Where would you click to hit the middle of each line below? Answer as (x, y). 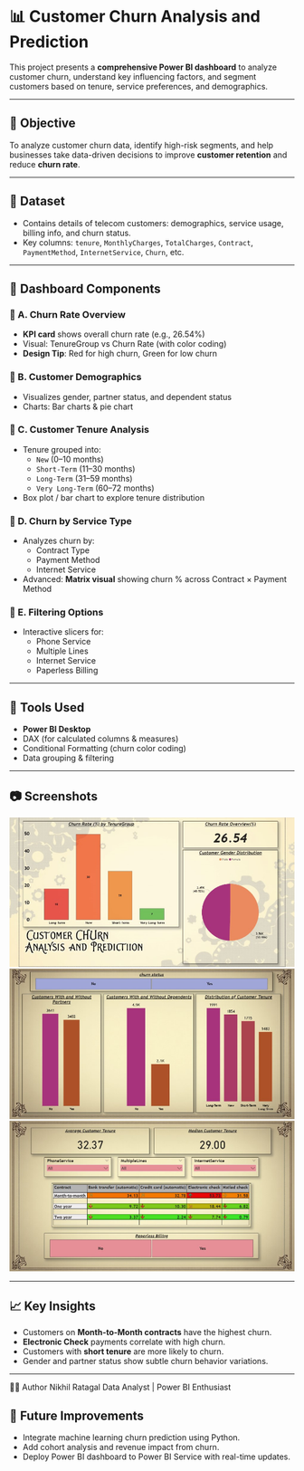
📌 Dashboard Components (85, 288)
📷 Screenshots (53, 796)
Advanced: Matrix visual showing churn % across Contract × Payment (155, 579)
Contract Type (63, 550)
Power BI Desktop (57, 730)
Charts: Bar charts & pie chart (78, 406)
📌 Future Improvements (77, 1415)
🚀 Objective (43, 124)
